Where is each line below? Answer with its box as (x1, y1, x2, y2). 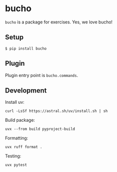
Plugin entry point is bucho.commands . (5, 72, 78, 78)
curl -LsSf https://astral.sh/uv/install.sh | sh (5, 109, 108, 114)
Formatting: (5, 135, 28, 141)
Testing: (5, 153, 21, 159)
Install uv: (5, 99, 24, 105)
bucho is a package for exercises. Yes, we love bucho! (5, 19, 113, 25)
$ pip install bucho (5, 46, 47, 51)
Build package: (5, 117, 35, 123)
